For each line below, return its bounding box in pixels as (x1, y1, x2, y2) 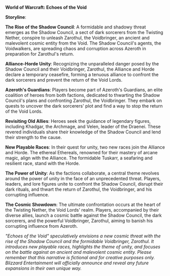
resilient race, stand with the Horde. (5, 160, 80, 166)
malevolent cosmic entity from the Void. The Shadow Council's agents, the (5, 40, 161, 46)
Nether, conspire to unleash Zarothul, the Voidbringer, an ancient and (5, 35, 150, 41)
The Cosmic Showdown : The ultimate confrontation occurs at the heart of (5, 201, 161, 208)
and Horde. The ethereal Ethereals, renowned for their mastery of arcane (5, 150, 158, 155)
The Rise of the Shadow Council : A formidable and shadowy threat (5, 24, 146, 30)
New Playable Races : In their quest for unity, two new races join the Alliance (5, 144, 165, 150)
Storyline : (5, 14, 26, 20)
